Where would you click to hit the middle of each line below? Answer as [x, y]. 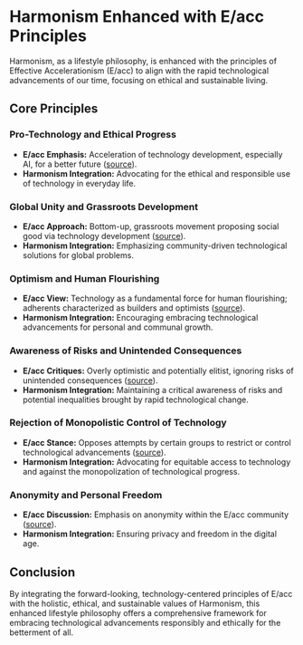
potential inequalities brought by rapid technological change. [135, 400]
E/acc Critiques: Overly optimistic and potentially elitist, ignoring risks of [158, 371]
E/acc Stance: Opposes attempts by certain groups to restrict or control [156, 442]
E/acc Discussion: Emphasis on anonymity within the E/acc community [156, 515]
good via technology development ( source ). [104, 236]
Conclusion [43, 572]
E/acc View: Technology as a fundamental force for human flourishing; [155, 298]
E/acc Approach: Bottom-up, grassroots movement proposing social [151, 226]
